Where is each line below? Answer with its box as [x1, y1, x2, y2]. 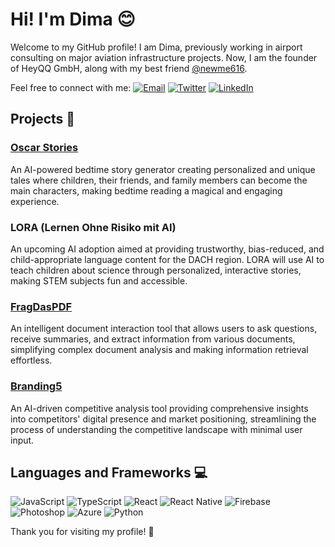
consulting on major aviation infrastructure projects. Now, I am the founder [10, 51, 318, 63]
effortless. [10, 354, 53, 367]
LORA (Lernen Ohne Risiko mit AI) [10, 220, 177, 234]
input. [10, 434, 35, 446]
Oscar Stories [10, 141, 79, 155]
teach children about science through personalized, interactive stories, [10, 264, 302, 276]
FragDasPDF [10, 299, 73, 313]
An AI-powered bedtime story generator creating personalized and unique [10, 163, 316, 175]
